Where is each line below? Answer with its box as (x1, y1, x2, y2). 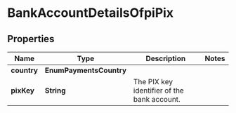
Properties (7, 33, 55, 45)
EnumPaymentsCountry (44, 65, 127, 75)
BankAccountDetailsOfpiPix (7, 5, 174, 21)
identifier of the (133, 86, 184, 95)
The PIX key (133, 77, 173, 86)
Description (145, 54, 186, 63)
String (44, 86, 66, 95)
